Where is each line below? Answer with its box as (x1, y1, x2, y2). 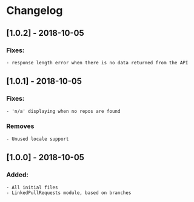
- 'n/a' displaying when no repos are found (6, 108, 121, 114)
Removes (6, 122, 35, 130)
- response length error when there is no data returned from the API (6, 59, 189, 66)
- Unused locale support (6, 136, 69, 142)
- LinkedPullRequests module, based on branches (6, 189, 132, 196)
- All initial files (6, 184, 59, 190)
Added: (6, 170, 28, 179)
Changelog (6, 4, 63, 18)
